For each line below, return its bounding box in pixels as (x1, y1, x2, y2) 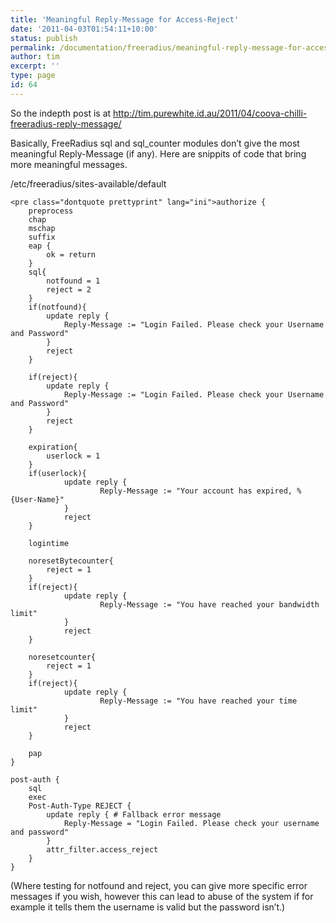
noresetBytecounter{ (28, 556, 114, 566)
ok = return (46, 249, 97, 260)
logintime (28, 538, 70, 548)
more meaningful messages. (10, 158, 128, 170)
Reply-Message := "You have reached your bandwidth (99, 599, 320, 610)
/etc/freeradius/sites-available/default (10, 177, 167, 190)
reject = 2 (46, 284, 92, 295)
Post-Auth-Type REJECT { (28, 801, 132, 811)
